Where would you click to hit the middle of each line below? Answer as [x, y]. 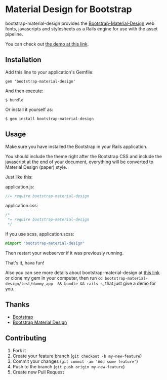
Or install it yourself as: [29, 109]
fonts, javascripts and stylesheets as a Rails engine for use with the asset [81, 28]
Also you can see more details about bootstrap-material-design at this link [82, 273]
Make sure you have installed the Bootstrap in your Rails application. [76, 146]
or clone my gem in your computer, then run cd [54, 278]
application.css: [22, 206]
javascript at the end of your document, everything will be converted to [79, 162]
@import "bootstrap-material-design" [45, 243]
